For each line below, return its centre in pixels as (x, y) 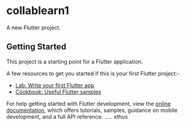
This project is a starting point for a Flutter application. (75, 61)
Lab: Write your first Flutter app (55, 85)
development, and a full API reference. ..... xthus (67, 116)
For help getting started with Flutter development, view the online (89, 103)
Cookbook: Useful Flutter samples (58, 92)
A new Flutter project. (34, 28)
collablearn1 (38, 11)
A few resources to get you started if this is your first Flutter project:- (93, 73)
